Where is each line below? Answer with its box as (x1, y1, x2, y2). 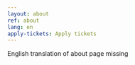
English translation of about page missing (7, 49, 129, 58)
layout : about (7, 10, 50, 18)
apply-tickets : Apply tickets (7, 30, 97, 37)
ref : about (7, 17, 40, 24)
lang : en (7, 23, 33, 30)
